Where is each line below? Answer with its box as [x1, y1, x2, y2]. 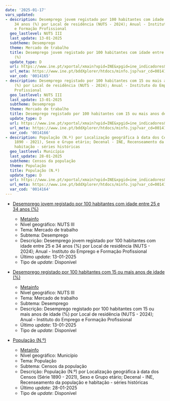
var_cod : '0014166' [10, 130, 51, 135]
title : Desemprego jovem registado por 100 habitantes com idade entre [10, 50, 164, 55]
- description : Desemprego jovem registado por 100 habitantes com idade [5, 17, 164, 22]
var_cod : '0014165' [10, 74, 51, 79]
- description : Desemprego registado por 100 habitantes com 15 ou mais [5, 78, 162, 83]
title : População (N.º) [10, 168, 60, 173]
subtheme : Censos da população [10, 158, 76, 163]
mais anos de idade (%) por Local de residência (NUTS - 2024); [20, 311, 154, 317]
